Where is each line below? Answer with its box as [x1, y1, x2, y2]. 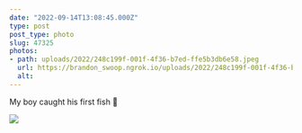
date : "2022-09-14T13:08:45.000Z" [9, 13, 139, 22]
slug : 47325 [9, 38, 54, 48]
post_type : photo [9, 30, 75, 39]
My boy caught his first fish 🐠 [9, 96, 119, 107]
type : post [9, 22, 50, 31]
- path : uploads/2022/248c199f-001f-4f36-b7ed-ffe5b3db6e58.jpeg [9, 55, 259, 64]
